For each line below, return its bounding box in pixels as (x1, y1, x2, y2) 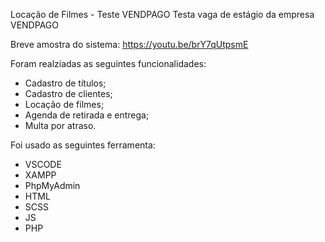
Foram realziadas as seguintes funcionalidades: (10, 58, 207, 69)
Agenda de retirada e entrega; (24, 109, 150, 121)
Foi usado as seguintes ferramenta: (10, 139, 156, 151)
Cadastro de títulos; (24, 77, 107, 89)
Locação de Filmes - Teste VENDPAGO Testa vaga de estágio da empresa (10, 9, 315, 20)
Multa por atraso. (24, 120, 97, 131)
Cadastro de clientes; (24, 88, 113, 99)
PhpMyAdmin (24, 180, 81, 191)
